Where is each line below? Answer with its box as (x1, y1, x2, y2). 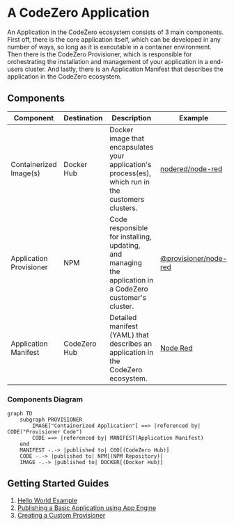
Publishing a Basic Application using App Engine (17, 503, 157, 512)
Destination (63, 113, 103, 122)
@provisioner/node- (159, 253, 228, 263)
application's (109, 159, 152, 169)
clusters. (109, 203, 138, 213)
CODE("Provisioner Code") (7, 429, 82, 436)
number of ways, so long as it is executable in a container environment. (7, 42, 212, 51)
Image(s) (10, 168, 40, 178)
